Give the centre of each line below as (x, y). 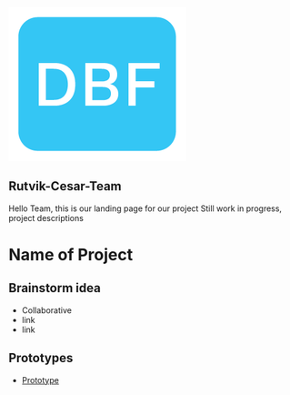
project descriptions (46, 218)
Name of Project (71, 255)
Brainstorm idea (55, 288)
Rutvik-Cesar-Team (65, 186)
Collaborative (46, 310)
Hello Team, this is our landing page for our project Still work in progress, (145, 208)
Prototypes (41, 358)
